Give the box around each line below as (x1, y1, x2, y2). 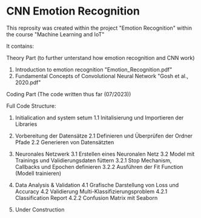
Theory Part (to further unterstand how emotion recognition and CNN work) (6, 54, 195, 61)
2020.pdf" (15, 79, 41, 86)
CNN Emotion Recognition (6, 4, 140, 18)
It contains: (6, 42, 35, 50)
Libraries (15, 120, 38, 128)
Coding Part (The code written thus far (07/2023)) (6, 90, 131, 97)
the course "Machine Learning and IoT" (6, 30, 105, 38)
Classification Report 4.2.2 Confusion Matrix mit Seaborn (15, 194, 158, 201)
